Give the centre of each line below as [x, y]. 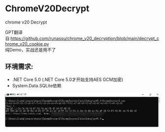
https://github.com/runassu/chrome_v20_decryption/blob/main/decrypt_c [85, 38]
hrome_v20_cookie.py [27, 44]
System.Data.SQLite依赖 [37, 85]
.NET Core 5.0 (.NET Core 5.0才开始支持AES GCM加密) [68, 79]
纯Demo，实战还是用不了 [30, 50]
